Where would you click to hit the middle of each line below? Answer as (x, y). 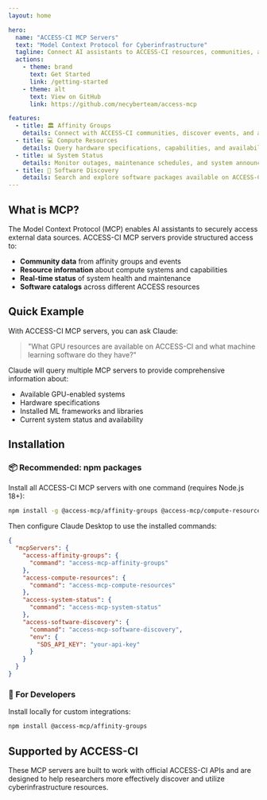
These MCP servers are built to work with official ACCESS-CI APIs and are (130, 770)
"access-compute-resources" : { (74, 578)
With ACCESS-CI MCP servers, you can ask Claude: (93, 330)
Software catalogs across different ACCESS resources (110, 287)
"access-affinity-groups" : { (71, 556)
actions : (30, 60)
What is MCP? (44, 210)
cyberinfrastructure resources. (58, 787)
